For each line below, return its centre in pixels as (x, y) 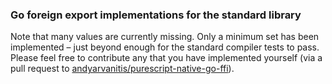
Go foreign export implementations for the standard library (156, 15)
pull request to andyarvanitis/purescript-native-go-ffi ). (122, 69)
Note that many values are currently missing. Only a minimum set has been (165, 37)
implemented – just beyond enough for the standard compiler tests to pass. (165, 47)
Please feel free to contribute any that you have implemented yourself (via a (166, 58)
